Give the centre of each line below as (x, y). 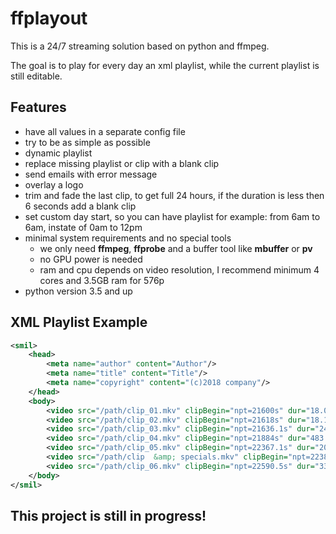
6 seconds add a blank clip (80, 206)
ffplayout (49, 18)
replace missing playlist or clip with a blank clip (122, 163)
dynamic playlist (58, 153)
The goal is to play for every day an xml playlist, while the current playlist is (165, 65)
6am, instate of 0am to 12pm (83, 227)
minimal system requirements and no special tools (128, 238)
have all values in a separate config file (105, 131)
